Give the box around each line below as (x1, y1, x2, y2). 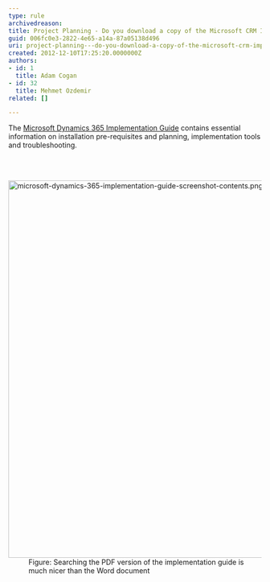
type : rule (8, 11, 45, 20)
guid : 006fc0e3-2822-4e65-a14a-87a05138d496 (8, 34, 160, 43)
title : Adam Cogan (15, 72, 78, 80)
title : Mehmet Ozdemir (15, 86, 92, 95)
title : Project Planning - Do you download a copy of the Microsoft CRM (8, 27, 257, 35)
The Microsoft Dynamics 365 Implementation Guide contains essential (8, 123, 241, 133)
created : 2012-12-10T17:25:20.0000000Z (8, 49, 142, 57)
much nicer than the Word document (28, 566, 150, 576)
